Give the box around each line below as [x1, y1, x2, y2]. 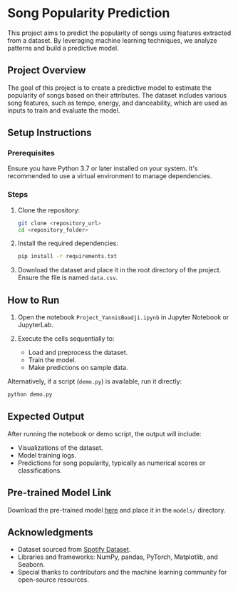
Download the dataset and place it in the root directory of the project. [17, 266, 222, 274]
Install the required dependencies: [17, 239, 119, 247]
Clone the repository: [17, 205, 81, 215]
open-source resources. [17, 575, 89, 584]
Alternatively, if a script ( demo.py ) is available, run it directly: [7, 377, 182, 386]
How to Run [7, 294, 60, 306]
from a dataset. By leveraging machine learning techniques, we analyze [7, 36, 217, 44]
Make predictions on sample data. [28, 364, 128, 372]
